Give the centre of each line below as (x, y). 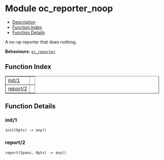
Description (24, 22)
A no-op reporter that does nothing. (41, 42)
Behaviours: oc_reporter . (31, 51)
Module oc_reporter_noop (59, 9)
